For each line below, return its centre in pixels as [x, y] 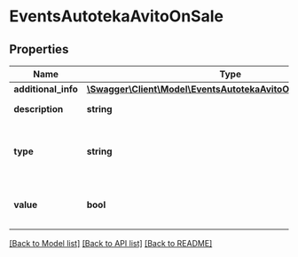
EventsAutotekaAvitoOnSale [117, 16]
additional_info [46, 89]
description [39, 109]
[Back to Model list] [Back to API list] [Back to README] [111, 243]
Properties [39, 49]
